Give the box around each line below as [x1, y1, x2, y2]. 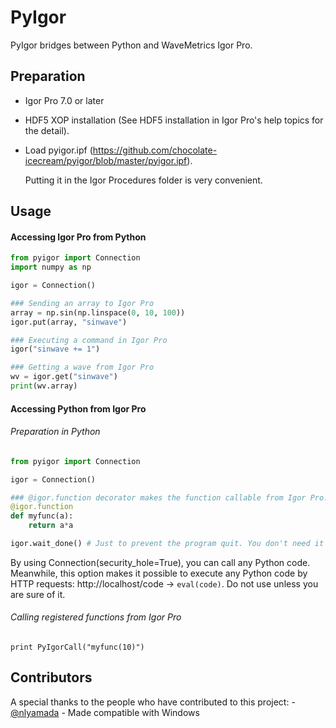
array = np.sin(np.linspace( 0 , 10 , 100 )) [10, 307, 186, 318]
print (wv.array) [10, 381, 78, 391]
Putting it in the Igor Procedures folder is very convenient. [24, 174, 263, 186]
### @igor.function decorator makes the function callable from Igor [10, 492, 307, 503]
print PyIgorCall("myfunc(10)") [10, 642, 145, 653]
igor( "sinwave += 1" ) [10, 344, 101, 355]
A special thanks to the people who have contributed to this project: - [10, 696, 296, 708]
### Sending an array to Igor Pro [10, 298, 155, 308]
